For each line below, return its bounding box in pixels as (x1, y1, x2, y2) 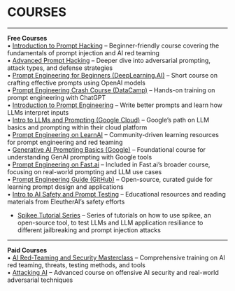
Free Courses (7, 34, 48, 42)
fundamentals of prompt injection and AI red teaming (7, 48, 159, 57)
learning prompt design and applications (7, 183, 124, 191)
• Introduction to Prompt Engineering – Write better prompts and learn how (7, 101, 222, 109)
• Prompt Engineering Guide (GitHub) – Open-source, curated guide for (7, 175, 213, 183)
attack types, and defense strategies (7, 64, 113, 72)
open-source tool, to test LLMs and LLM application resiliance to (17, 218, 204, 227)
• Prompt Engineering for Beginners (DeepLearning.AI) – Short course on (7, 71, 218, 79)
